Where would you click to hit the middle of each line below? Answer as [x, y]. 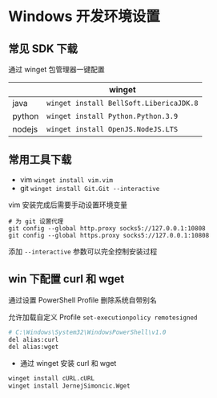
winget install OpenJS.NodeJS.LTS [113, 129]
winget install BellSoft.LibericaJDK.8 [123, 103]
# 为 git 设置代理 [36, 221]
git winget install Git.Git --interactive [90, 188]
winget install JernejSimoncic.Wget [69, 386]
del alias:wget [34, 347]
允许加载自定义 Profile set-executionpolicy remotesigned [103, 317]
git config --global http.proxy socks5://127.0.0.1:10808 [107, 228]
